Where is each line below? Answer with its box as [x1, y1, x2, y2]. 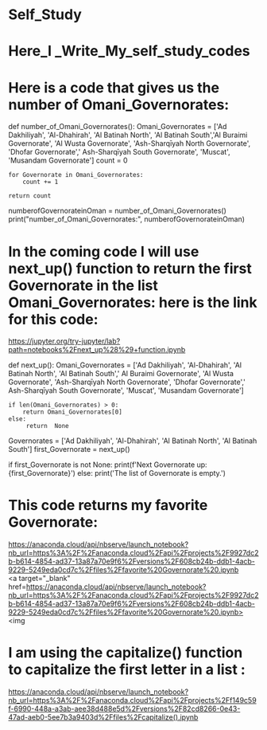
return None [25, 422, 69, 430]
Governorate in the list [8, 277, 159, 294]
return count [8, 192, 52, 200]
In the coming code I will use [8, 242, 199, 261]
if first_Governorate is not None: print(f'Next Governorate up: [8, 460, 208, 469]
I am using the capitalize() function [8, 644, 243, 662]
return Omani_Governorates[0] [22, 408, 123, 416]
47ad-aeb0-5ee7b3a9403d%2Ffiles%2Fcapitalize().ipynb [8, 712, 199, 722]
